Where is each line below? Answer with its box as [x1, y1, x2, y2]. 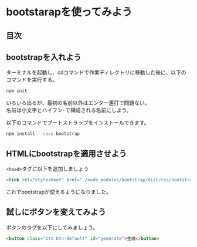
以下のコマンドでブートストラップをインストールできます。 [6, 119, 150, 126]
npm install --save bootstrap [6, 131, 80, 137]
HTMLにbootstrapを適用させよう [6, 148, 127, 158]
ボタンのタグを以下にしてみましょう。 [6, 224, 98, 231]
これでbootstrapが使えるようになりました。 [6, 188, 111, 195]
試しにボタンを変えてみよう [6, 207, 106, 217]
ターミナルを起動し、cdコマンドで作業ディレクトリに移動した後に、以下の [6, 69, 186, 76]
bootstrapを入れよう [6, 52, 81, 62]
